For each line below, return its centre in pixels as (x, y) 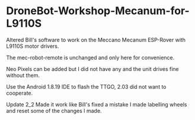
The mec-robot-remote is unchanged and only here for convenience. (90, 57)
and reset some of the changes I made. (54, 111)
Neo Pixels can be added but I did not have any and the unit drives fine (92, 69)
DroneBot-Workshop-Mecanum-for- (98, 11)
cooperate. (20, 93)
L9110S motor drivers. (33, 46)
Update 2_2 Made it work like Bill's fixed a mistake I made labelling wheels (97, 104)
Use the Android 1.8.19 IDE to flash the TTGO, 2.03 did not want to (86, 86)
